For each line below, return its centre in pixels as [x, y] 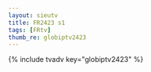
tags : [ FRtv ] [30, 30]
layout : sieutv [33, 15]
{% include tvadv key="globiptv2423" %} [76, 59]
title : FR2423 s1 [37, 23]
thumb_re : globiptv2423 [47, 37]
